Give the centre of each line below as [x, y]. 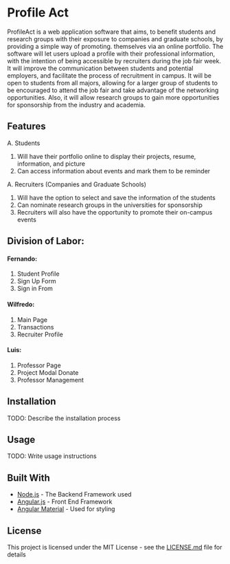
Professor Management [50, 380]
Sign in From [35, 289]
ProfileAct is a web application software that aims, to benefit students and [112, 32]
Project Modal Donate [48, 372]
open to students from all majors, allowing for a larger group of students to [113, 83]
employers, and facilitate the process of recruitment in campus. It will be [109, 75]
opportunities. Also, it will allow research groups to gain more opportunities [113, 97]
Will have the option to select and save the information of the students [116, 197]
